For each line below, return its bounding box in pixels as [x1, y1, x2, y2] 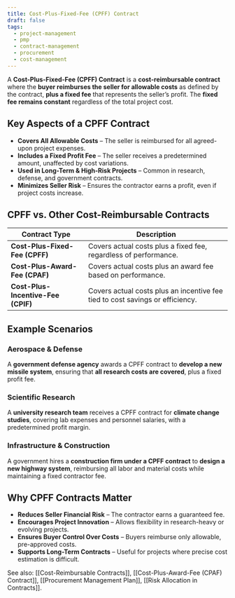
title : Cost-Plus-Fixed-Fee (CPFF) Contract [7, 10, 139, 18]
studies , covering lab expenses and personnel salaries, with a [7, 416, 186, 424]
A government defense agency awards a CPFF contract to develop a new [7, 360, 222, 369]
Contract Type [21, 229, 71, 239]
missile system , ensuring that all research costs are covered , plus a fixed [7, 367, 222, 376]
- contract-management [13, 43, 80, 50]
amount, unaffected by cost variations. [17, 158, 129, 167]
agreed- [193, 136, 218, 144]
